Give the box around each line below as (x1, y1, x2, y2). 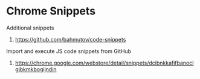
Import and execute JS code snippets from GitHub (6, 47, 132, 55)
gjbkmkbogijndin (15, 65, 57, 73)
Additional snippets (6, 24, 54, 31)
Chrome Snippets (6, 4, 95, 18)
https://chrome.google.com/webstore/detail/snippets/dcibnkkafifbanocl (15, 59, 194, 66)
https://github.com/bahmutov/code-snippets (15, 36, 126, 43)
